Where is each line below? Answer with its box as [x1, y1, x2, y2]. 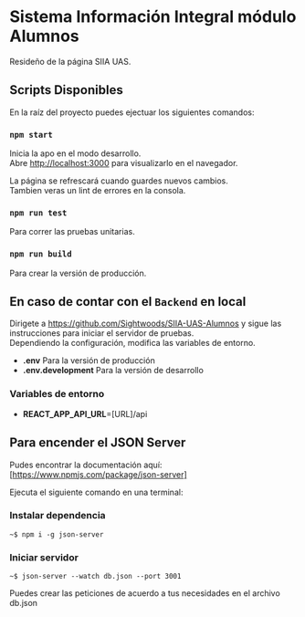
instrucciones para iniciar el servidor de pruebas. [9, 328, 195, 339]
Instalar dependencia [9, 509, 107, 522]
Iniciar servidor [9, 550, 79, 563]
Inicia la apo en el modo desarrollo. [9, 148, 142, 159]
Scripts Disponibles [9, 82, 123, 98]
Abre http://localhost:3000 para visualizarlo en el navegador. [9, 158, 238, 169]
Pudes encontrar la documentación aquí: [9, 459, 163, 470]
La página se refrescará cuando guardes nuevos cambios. [9, 175, 228, 186]
